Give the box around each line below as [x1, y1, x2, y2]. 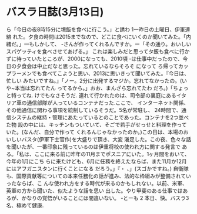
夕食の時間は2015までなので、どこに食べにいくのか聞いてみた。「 [28, 33, 186, 40]
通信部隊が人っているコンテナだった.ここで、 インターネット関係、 [26, 99, 189, 106]
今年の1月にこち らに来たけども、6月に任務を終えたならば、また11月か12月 [6, 158, 187, 165]
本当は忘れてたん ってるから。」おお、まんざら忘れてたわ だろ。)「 [14, 84, 173, 91]
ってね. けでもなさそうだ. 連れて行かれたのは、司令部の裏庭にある [16, 91, 176, 98]
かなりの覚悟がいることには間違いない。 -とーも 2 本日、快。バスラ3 [21, 194, 189, 201]
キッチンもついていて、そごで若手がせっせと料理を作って [48, 121, 187, 128]
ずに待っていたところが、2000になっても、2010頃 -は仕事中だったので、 [6, 55, 183, 62]
